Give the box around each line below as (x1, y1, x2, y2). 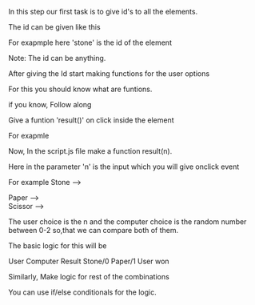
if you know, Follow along (8, 100, 92, 109)
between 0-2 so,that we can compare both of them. (8, 226, 179, 235)
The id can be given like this (8, 22, 102, 31)
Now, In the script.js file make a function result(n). (8, 146, 173, 155)
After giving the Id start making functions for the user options (8, 69, 210, 78)
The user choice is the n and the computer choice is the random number (8, 217, 247, 227)
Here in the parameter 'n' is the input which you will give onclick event (8, 162, 240, 171)
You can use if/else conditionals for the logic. (8, 287, 157, 297)
